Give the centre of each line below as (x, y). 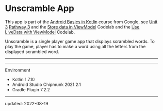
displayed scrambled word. (32, 52)
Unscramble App (40, 8)
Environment (18, 70)
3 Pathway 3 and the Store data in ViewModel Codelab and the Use (72, 27)
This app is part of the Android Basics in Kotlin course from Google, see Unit (81, 22)
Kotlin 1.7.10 (23, 79)
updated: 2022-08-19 (27, 103)
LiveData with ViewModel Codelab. (40, 32)
